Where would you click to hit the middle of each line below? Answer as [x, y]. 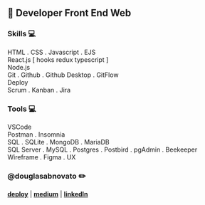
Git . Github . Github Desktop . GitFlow [63, 75]
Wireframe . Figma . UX [42, 157]
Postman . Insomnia [36, 134]
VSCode [20, 127]
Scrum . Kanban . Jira [39, 90]
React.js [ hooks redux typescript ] [58, 59]
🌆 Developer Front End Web [69, 13]
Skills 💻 [22, 34]
